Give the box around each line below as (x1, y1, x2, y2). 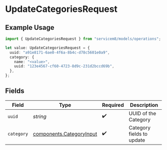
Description (130, 101, 159, 108)
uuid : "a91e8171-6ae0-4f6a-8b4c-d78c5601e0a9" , (9, 50, 110, 55)
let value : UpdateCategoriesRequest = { (5, 45, 90, 50)
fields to (128, 130, 148, 137)
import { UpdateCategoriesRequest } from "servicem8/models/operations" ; (5, 36, 162, 41)
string (33, 113, 47, 120)
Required (101, 101, 124, 108)
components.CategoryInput (33, 130, 97, 137)
